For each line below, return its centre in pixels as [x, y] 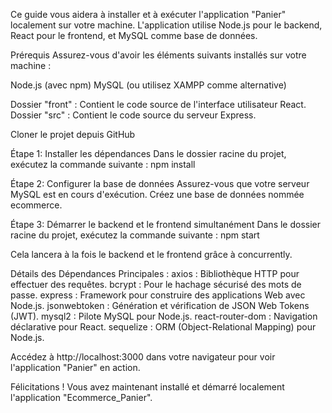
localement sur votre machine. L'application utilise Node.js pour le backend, [166, 25]
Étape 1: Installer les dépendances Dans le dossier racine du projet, [148, 153]
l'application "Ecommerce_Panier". [81, 397]
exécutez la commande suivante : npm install [103, 164]
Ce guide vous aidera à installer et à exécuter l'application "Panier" [148, 14]
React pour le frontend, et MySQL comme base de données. [134, 35]
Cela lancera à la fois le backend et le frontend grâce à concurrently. [151, 254]
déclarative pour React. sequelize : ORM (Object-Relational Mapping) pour [163, 327]
